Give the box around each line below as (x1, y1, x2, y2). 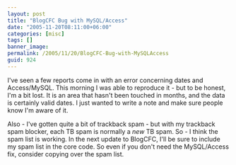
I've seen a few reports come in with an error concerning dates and (7, 76, 203, 84)
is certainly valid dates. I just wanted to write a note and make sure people (7, 98, 224, 107)
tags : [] (7, 37, 33, 44)
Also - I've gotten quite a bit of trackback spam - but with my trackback (7, 120, 216, 128)
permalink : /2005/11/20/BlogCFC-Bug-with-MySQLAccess (7, 50, 170, 57)
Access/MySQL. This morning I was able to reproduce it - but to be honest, (7, 83, 226, 92)
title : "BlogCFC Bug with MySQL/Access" (7, 17, 129, 24)
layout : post (7, 10, 46, 18)
